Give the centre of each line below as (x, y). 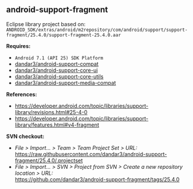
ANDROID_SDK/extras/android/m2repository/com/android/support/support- (97, 30)
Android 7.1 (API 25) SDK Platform (59, 58)
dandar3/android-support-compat (57, 64)
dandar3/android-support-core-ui (56, 70)
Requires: (18, 46)
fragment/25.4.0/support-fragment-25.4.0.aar (63, 35)
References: (22, 94)
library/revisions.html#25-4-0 (51, 112)
